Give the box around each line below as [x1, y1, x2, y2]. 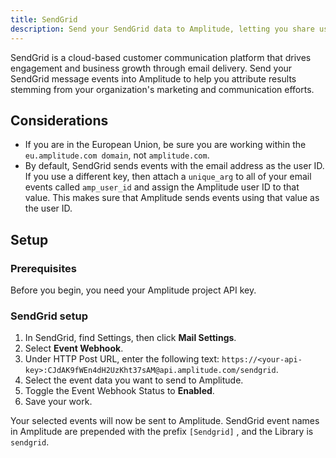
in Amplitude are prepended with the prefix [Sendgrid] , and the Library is [10, 426, 314, 438]
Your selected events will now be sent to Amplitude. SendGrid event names [10, 415, 320, 427]
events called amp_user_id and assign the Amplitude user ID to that [24, 181, 300, 193]
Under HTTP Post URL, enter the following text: [24, 353, 220, 365]
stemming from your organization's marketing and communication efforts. [10, 83, 315, 95]
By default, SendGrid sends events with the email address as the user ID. [24, 160, 325, 172]
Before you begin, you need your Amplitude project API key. [10, 284, 257, 296]
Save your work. [24, 396, 93, 408]
